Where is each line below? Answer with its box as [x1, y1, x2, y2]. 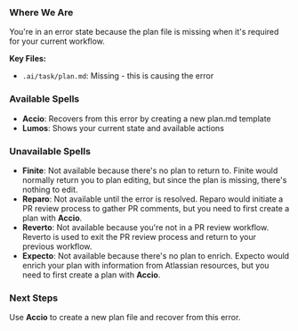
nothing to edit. [21, 184, 78, 194]
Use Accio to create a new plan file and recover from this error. [9, 312, 241, 323]
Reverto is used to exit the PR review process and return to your [21, 231, 256, 242]
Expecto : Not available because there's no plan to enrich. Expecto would [21, 250, 290, 261]
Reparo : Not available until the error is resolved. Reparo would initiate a [21, 194, 284, 204]
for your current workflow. [9, 36, 105, 46]
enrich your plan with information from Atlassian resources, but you [21, 260, 270, 270]
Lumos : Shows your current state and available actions [21, 122, 225, 133]
